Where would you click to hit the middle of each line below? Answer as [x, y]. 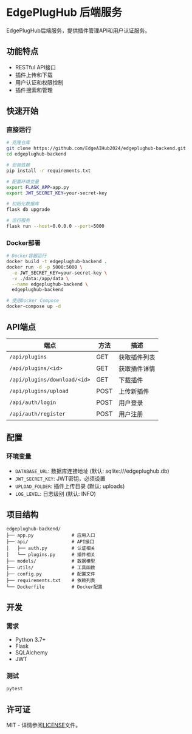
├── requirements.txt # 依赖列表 [51, 581]
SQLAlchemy [31, 653]
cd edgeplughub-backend [36, 154]
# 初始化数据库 [23, 204]
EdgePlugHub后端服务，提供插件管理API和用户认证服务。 [78, 30]
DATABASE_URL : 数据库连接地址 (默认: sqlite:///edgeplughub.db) [92, 471]
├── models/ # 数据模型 [51, 561]
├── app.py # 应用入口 [51, 535]
